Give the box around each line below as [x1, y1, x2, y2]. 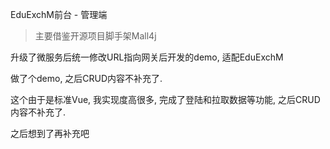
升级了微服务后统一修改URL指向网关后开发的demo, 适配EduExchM [10, 51, 284, 63]
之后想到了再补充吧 [10, 128, 90, 139]
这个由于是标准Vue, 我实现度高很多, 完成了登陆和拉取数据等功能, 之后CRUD [10, 94, 321, 105]
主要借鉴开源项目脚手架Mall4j [34, 30, 157, 42]
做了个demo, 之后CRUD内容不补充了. [10, 73, 163, 84]
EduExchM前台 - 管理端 [10, 9, 108, 20]
